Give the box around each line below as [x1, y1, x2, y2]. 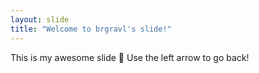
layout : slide [10, 14, 70, 25]
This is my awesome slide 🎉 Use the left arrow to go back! [10, 51, 250, 63]
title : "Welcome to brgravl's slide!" [10, 24, 172, 34]
